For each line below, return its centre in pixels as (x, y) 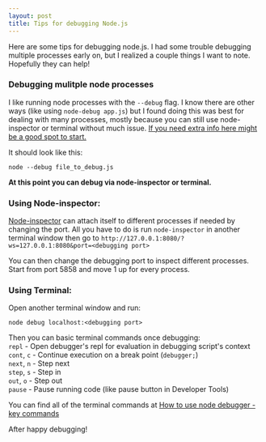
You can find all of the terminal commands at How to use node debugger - (132, 405)
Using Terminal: (40, 291)
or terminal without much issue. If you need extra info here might (149, 128)
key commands (34, 414)
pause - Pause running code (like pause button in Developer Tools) (118, 389)
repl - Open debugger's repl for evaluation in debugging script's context (129, 346)
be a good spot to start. (48, 136)
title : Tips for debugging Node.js (68, 23)
